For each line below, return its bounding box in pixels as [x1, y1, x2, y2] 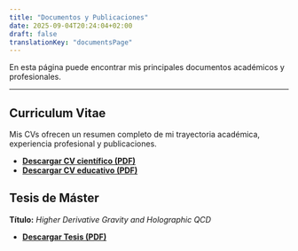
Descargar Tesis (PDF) [21, 231, 107, 242]
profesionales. [9, 72, 62, 82]
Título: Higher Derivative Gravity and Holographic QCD [9, 214, 211, 224]
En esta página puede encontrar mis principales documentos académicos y [9, 62, 286, 73]
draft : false [9, 29, 58, 38]
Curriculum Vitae [9, 106, 106, 121]
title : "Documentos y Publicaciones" [9, 12, 149, 22]
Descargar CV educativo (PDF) [21, 165, 138, 176]
